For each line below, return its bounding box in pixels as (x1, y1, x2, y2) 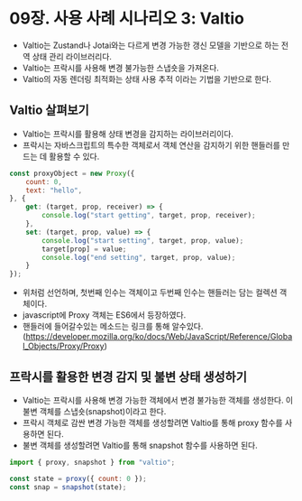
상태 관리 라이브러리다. (32, 51, 113, 61)
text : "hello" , (25, 186, 83, 195)
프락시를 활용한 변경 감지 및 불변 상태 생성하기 (9, 369, 248, 385)
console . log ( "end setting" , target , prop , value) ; (41, 253, 236, 262)
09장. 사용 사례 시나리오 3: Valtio (9, 8, 245, 29)
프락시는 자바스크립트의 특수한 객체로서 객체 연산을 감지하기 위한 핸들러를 (22, 139, 281, 150)
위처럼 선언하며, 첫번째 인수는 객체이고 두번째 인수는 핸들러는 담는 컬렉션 (22, 287, 278, 298)
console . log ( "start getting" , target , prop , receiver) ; (41, 211, 256, 220)
